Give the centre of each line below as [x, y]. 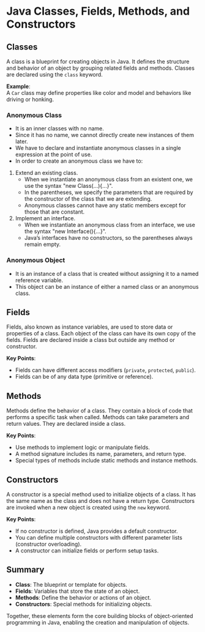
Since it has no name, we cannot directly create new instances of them [105, 135]
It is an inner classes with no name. [59, 128]
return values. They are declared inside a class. [66, 424]
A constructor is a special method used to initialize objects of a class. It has [101, 494]
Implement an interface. [45, 218]
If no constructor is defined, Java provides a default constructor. [97, 531]
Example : [18, 86]
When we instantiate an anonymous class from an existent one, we [109, 179]
